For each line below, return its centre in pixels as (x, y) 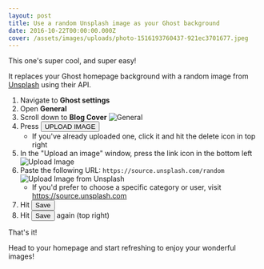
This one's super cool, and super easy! (72, 61)
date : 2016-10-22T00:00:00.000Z (62, 30)
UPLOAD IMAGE (70, 127)
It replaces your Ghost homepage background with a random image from (128, 76)
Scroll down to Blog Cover (63, 118)
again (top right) (83, 215)
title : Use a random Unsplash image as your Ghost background (114, 23)
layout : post (30, 16)
